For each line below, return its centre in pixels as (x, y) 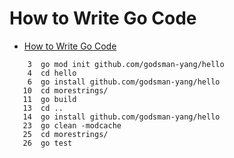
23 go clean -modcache (72, 125)
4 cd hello (52, 73)
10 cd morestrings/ (65, 90)
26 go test (47, 143)
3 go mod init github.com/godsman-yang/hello (126, 64)
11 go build (49, 99)
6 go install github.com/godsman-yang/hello (124, 82)
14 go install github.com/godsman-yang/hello (121, 117)
